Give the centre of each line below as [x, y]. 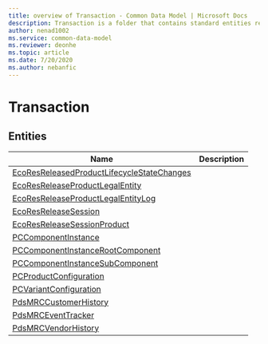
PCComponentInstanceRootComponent [87, 250]
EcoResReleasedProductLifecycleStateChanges [102, 172]
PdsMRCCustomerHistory [61, 302]
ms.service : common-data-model [60, 38]
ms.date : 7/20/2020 [41, 61]
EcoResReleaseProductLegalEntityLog [84, 198]
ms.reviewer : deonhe [43, 45]
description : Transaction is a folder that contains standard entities [130, 23]
